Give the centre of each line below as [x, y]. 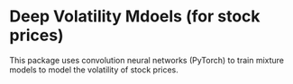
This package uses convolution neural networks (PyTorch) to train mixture [147, 60]
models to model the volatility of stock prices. [94, 70]
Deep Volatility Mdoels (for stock [135, 17]
